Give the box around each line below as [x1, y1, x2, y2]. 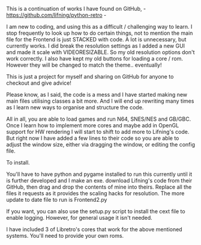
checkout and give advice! [6, 79, 72, 86]
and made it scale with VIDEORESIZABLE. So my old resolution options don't [6, 49, 195, 56]
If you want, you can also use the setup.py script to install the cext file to [6, 208, 185, 215]
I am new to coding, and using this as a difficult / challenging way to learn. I [6, 23, 193, 30]
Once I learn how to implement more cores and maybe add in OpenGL [6, 122, 179, 129]
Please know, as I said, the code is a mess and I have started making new [6, 91, 188, 98]
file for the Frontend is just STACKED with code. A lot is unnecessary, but [6, 36, 187, 43]
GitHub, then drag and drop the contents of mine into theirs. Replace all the [6, 183, 192, 190]
